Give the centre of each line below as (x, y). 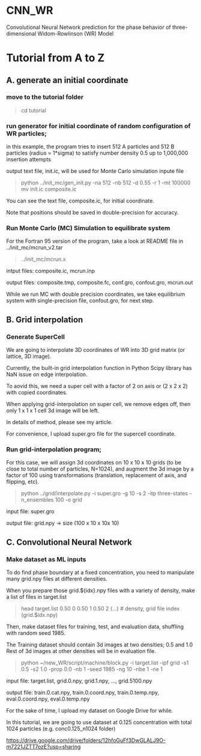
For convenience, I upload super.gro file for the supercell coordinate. (91, 434)
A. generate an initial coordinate (67, 80)
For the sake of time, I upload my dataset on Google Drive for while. (90, 711)
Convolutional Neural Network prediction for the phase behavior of (88, 27)
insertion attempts (28, 160)
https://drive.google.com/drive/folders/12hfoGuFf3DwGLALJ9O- (86, 740)
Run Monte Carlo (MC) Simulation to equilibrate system (88, 228)
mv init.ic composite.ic (49, 189)
